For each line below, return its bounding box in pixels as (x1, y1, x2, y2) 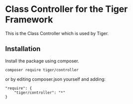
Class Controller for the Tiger (5, 3, 128, 15)
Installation (5, 45, 41, 53)
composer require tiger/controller (5, 67, 79, 72)
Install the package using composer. (5, 58, 79, 64)
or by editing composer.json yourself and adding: (5, 76, 106, 82)
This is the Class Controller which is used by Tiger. (5, 30, 109, 36)
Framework (5, 14, 53, 25)
